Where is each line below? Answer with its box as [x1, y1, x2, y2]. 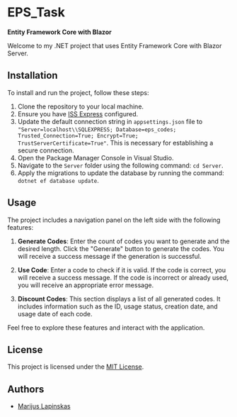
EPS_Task [7, 4, 66, 21]
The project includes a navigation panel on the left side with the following [7, 216, 221, 224]
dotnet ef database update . [17, 176, 99, 184]
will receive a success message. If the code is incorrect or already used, [17, 273, 229, 282]
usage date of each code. [17, 309, 93, 318]
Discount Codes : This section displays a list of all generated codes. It [17, 294, 221, 303]
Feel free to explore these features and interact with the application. [7, 323, 205, 332]
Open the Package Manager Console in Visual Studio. [17, 153, 174, 162]
